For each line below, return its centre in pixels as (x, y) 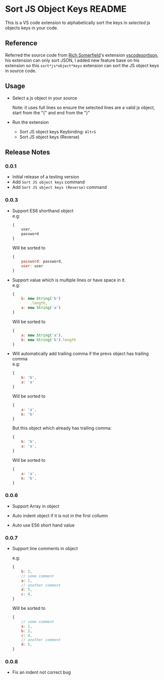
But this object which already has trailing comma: (62, 428)
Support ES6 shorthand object (43, 211)
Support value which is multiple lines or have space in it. (69, 280)
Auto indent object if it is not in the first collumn (60, 515)
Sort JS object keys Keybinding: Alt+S (58, 131)
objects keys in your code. (32, 27)
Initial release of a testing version (46, 177)
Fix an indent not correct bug (41, 672)
